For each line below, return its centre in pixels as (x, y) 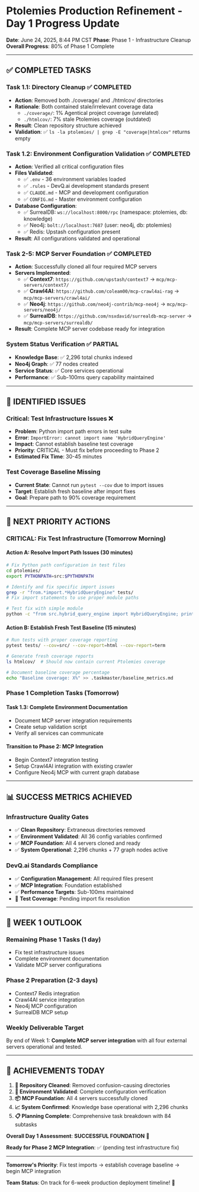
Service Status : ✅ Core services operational (69, 370)
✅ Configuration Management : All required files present (84, 879)
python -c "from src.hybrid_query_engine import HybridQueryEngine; (92, 614)
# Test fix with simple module (45, 608)
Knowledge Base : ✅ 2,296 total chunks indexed (73, 357)
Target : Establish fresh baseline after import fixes (75, 491)
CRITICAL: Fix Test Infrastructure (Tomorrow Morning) (86, 539)
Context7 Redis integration (47, 993)
